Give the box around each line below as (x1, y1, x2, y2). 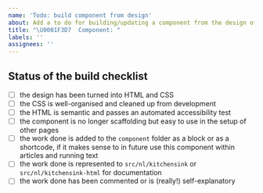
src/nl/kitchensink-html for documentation (19, 168, 162, 177)
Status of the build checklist (8, 70, 148, 83)
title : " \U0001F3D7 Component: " (8, 26, 121, 34)
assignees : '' (8, 41, 55, 48)
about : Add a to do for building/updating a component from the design (8, 19, 247, 27)
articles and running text (19, 151, 99, 160)
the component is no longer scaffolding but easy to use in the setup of (19, 116, 247, 126)
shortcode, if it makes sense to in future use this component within (19, 142, 235, 152)
